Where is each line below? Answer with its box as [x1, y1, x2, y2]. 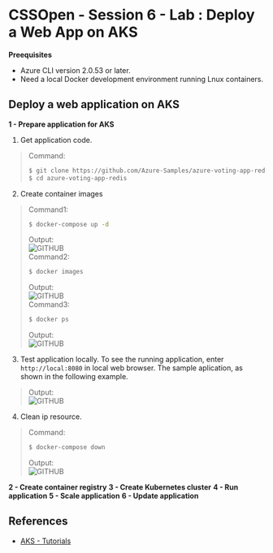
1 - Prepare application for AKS [8, 119, 115, 129]
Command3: [28, 300, 71, 309]
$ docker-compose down [28, 443, 106, 451]
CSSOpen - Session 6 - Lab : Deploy [8, 6, 255, 24]
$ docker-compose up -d [28, 220, 110, 228]
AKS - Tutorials [19, 536, 71, 546]
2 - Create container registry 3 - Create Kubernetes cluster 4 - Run [8, 482, 239, 492]
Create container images [19, 188, 103, 198]
